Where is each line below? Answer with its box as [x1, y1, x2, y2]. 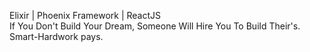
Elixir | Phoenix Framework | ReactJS [9, 10, 162, 21]
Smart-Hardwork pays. [9, 31, 104, 42]
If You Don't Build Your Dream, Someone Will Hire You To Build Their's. [9, 20, 301, 32]
